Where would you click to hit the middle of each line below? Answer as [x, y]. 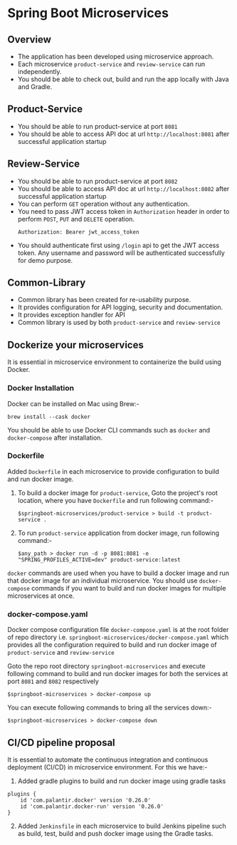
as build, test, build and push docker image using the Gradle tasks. [115, 833]
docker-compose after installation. [55, 437]
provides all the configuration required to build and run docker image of [112, 645]
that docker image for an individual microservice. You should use [102, 580]
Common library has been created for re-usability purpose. [104, 300]
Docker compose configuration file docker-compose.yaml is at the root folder [118, 630]
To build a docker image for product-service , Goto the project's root [118, 492]
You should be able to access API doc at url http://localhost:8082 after [123, 188]
